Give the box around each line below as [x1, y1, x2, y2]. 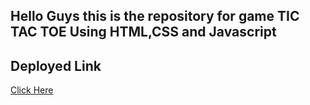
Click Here [10, 84, 54, 96]
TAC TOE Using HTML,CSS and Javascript [10, 24, 277, 41]
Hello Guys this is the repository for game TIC [10, 8, 300, 25]
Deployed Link [10, 57, 102, 74]
